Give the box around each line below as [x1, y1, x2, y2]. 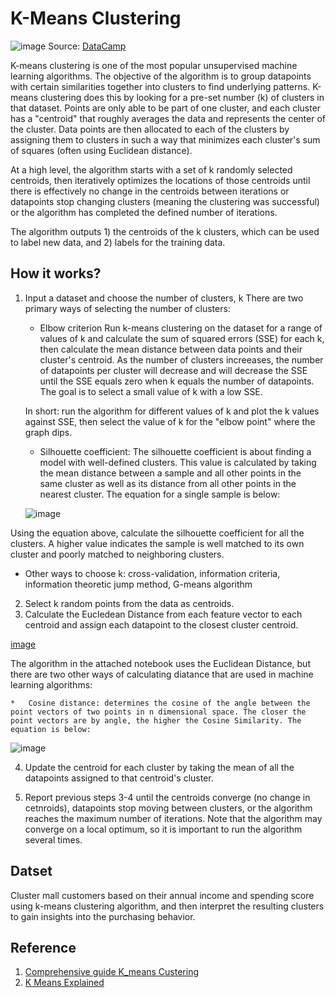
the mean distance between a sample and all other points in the [39, 467, 302, 479]
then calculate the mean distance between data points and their [39, 343, 303, 355]
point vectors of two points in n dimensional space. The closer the [10, 707, 307, 717]
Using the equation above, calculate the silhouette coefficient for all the [10, 527, 305, 539]
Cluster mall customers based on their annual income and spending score [10, 889, 315, 901]
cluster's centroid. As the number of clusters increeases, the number [39, 353, 324, 366]
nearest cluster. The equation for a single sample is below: [39, 488, 281, 500]
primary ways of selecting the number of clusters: [24, 302, 231, 314]
